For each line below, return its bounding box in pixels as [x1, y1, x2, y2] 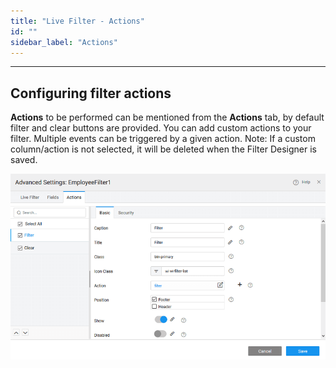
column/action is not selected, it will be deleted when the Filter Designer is [10, 143, 317, 155]
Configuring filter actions [10, 85, 172, 102]
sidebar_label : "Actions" [10, 37, 118, 47]
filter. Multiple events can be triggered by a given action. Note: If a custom [10, 133, 316, 145]
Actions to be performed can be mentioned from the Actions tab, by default [10, 111, 325, 124]
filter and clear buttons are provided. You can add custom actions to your [10, 122, 312, 134]
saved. [10, 154, 38, 166]
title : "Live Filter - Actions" [10, 16, 145, 26]
